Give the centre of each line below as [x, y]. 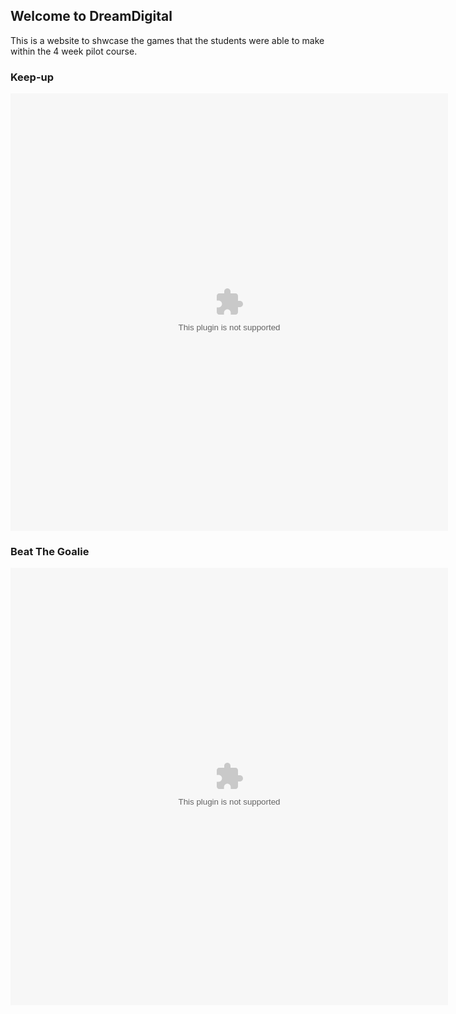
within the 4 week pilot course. [74, 51]
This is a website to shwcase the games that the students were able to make [167, 40]
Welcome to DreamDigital [91, 16]
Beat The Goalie [50, 552]
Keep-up [32, 77]
